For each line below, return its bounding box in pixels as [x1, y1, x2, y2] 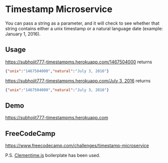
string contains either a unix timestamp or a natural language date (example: [5, 25, 163, 31]
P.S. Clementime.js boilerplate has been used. [5, 152, 101, 158]
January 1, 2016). [5, 31, 41, 37]
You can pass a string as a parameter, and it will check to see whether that [5, 20, 160, 26]
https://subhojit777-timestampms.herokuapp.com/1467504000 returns [5, 59, 152, 65]
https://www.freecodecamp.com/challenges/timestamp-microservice [5, 142, 149, 149]
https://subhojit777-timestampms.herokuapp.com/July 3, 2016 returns [5, 77, 151, 84]
